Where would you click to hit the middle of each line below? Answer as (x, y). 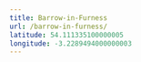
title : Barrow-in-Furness (58, 18)
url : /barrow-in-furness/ (58, 26)
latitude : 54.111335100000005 (67, 35)
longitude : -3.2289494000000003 (70, 43)
